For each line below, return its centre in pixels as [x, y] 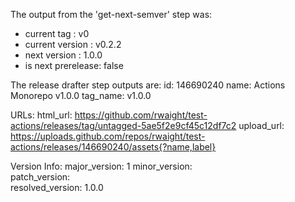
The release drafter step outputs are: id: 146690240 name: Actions [148, 85]
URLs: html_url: [41, 115]
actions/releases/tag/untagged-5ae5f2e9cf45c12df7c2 [123, 125]
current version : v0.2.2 [73, 44]
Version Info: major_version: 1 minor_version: [101, 166]
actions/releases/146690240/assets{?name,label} [113, 147]
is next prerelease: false [74, 65]
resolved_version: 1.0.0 [57, 187]
